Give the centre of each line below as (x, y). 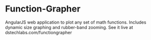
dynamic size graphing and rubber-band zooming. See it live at (69, 27)
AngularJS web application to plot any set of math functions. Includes (76, 22)
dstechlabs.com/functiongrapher (39, 32)
